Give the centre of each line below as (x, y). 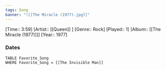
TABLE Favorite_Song (27, 58)
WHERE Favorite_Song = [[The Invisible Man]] (54, 62)
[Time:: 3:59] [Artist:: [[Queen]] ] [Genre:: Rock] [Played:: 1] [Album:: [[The (83, 29)
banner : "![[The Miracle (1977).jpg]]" (48, 15)
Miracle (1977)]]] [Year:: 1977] (36, 34)
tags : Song (17, 10)
